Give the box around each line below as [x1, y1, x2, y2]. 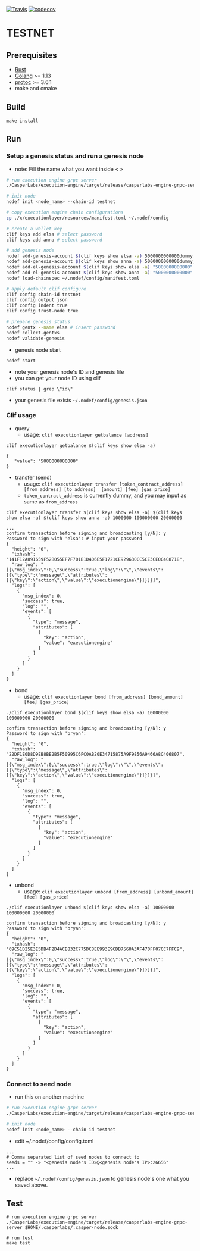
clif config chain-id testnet [6, 292, 82, 298]
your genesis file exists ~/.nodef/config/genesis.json [14, 396, 148, 404]
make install [6, 118, 39, 124]
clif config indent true [6, 302, 68, 309]
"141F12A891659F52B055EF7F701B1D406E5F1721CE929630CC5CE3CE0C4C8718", [6, 556, 185, 562]
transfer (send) [14, 474, 52, 481]
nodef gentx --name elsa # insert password [6, 324, 116, 330]
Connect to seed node [6, 1080, 71, 1088]
